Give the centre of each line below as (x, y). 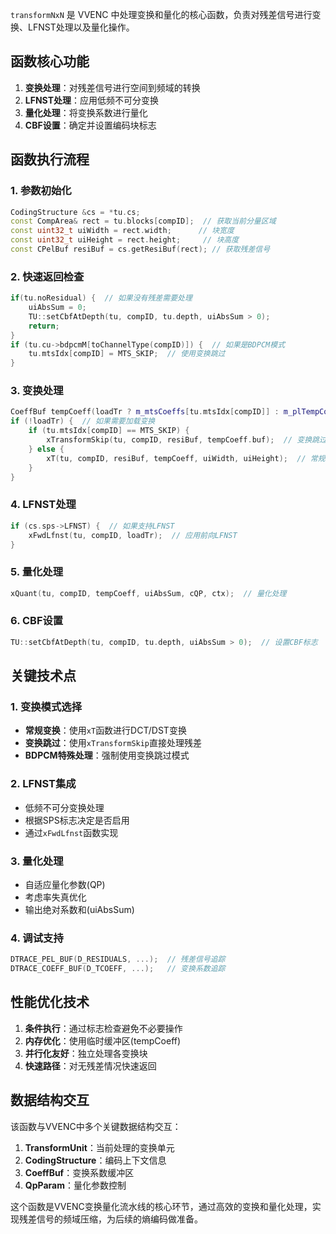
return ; (44, 326)
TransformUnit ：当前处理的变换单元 (99, 1147)
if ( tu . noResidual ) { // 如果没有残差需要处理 (101, 298)
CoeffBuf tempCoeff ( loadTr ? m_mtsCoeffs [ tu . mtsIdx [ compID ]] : (145, 412)
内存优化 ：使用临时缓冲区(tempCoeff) (103, 1040)
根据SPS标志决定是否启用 (77, 820)
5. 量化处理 (37, 572)
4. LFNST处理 (43, 505)
